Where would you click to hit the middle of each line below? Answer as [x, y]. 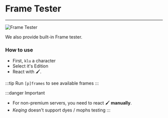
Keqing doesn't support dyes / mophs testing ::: [61, 110]
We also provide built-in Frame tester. [44, 37]
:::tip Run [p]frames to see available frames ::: [52, 83]
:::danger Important [25, 93]
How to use [19, 49]
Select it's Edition [30, 66]
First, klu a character [34, 61]
